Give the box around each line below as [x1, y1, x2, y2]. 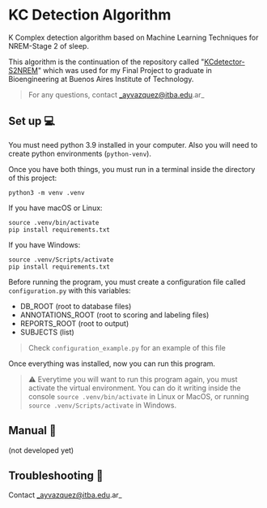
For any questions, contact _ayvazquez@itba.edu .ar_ [28, 89, 205, 99]
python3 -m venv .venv [8, 188, 85, 196]
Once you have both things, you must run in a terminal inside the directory [8, 164, 256, 174]
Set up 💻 [8, 114, 55, 128]
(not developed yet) [8, 445, 74, 455]
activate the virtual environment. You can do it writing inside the [28, 383, 241, 393]
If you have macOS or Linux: [8, 203, 103, 213]
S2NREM [8, 65, 39, 75]
